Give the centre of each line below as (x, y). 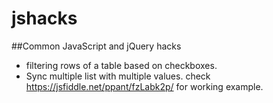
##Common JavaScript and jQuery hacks (96, 46)
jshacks (44, 18)
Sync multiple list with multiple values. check (118, 76)
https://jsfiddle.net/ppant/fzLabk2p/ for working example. (144, 86)
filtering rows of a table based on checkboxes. (121, 65)
